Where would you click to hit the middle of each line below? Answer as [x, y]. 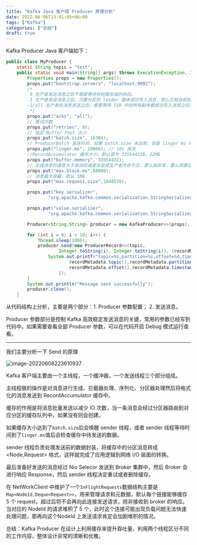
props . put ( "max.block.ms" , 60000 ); [69, 171]
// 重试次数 [40, 122]
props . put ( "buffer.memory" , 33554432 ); [76, 160]
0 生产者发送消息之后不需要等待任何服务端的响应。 [83, 94]
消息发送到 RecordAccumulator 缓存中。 [65, 396]
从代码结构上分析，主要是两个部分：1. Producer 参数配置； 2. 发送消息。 [94, 307]
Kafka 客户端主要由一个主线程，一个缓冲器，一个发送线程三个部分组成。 [93, 376]
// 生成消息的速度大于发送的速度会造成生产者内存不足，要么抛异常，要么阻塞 [107, 165]
